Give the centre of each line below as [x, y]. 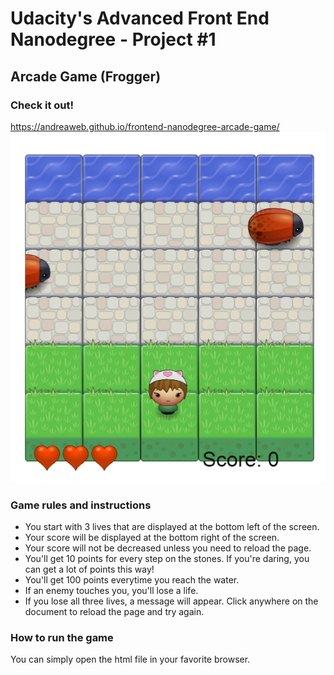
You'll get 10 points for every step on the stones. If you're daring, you [167, 558]
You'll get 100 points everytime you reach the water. [132, 579]
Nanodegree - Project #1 [113, 39]
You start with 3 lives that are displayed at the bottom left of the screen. [172, 526]
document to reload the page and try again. [114, 611]
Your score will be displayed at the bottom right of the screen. [152, 537]
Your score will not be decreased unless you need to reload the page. [168, 548]
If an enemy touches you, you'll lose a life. [111, 590]
